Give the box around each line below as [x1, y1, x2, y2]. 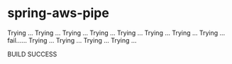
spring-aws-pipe [7, 5, 110, 21]
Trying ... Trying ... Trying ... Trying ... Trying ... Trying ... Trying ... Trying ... [7, 28, 226, 37]
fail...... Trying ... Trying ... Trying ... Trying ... [7, 36, 137, 44]
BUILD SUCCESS [7, 50, 57, 58]
